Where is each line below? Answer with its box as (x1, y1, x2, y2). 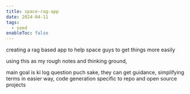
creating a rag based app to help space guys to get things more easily (6, 46, 175, 53)
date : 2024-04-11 (6, 14, 49, 20)
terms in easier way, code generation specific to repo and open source (6, 75, 178, 82)
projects (6, 81, 26, 88)
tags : (6, 19, 19, 25)
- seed (11, 25, 28, 31)
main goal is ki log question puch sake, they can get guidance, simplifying (6, 69, 185, 76)
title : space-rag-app (6, 8, 59, 15)
